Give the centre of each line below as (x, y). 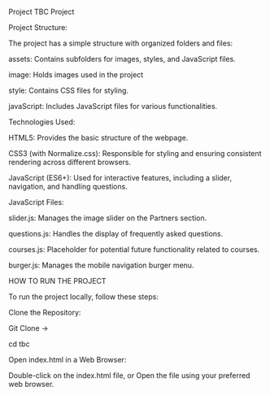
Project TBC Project (41, 12)
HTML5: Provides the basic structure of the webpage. (98, 138)
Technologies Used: (42, 122)
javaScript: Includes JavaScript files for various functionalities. (113, 106)
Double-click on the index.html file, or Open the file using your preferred (129, 375)
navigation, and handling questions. (68, 187)
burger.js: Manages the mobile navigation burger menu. (101, 265)
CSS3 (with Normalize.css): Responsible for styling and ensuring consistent (135, 153)
